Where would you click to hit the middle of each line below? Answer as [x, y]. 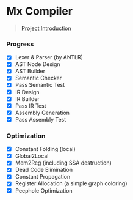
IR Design [27, 92]
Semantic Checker [38, 78]
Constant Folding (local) [45, 149]
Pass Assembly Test [41, 119]
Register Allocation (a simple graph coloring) [71, 183]
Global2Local [32, 156]
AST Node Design [38, 64]
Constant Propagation [43, 177]
